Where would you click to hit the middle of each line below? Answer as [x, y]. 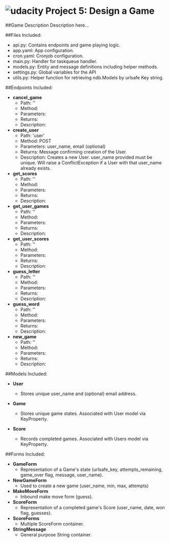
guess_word [26, 304]
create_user [26, 130]
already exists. [35, 168]
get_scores [25, 173]
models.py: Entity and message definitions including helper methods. [85, 67]
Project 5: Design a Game [100, 11]
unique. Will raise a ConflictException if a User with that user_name [91, 162]
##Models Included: [26, 374]
